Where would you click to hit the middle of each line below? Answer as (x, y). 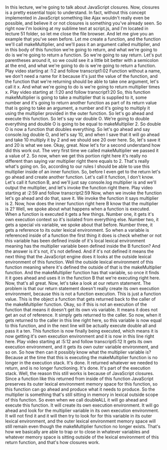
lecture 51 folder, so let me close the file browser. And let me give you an (80, 34)
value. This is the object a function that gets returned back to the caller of (81, 299)
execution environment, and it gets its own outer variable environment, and (82, 347)
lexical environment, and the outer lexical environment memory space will (81, 421)
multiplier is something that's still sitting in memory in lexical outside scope (82, 395)
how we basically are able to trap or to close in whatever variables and (77, 432)
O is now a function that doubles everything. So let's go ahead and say (78, 129)
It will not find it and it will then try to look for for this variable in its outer (79, 416)
